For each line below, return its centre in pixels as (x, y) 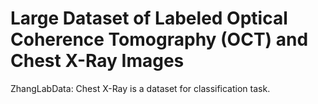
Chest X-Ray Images (97, 61)
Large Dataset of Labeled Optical (149, 18)
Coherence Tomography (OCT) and (159, 39)
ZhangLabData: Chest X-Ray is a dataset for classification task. (140, 88)
